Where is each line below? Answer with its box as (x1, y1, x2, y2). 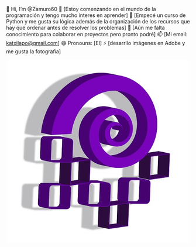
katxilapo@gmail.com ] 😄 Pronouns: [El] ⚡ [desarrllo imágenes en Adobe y (6, 40, 185, 46)
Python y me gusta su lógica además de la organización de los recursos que (6, 18, 190, 25)
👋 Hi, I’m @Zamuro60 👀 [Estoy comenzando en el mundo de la (6, 6, 156, 12)
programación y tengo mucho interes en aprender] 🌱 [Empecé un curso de (6, 12, 186, 19)
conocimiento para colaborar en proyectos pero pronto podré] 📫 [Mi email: (6, 31, 188, 37)
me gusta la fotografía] (6, 48, 61, 55)
